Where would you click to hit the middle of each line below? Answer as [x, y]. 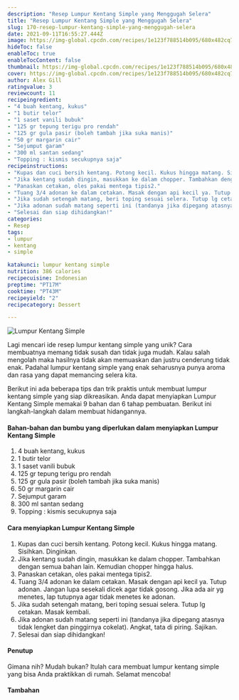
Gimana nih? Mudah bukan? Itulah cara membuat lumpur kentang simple [113, 667]
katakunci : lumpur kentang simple [59, 265]
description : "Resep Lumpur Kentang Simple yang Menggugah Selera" [110, 14]
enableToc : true [31, 54]
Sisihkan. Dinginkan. [47, 551]
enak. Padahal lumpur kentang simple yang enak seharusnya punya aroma [116, 368]
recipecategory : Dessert [44, 304]
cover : [17, 73]
